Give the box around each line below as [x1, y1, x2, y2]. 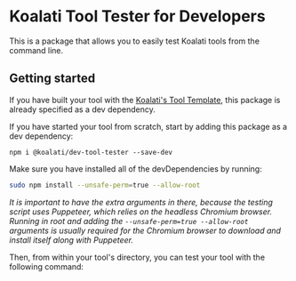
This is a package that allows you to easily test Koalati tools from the [9, 36, 260, 46]
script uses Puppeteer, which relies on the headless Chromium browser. [9, 206, 273, 217]
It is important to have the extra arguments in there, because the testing [9, 197, 273, 207]
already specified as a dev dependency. [9, 104, 156, 115]
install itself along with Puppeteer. [9, 234, 133, 245]
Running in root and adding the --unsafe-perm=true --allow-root [9, 215, 249, 226]
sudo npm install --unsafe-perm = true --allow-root [9, 181, 201, 189]
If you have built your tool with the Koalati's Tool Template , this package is [9, 94, 281, 105]
